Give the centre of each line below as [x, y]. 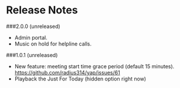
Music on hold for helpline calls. [53, 44]
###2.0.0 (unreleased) [33, 26]
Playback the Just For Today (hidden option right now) [80, 79]
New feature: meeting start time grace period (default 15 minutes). [94, 66]
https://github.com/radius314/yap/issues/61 [67, 72]
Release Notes [42, 10]
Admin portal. [31, 37]
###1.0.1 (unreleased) [32, 55]
